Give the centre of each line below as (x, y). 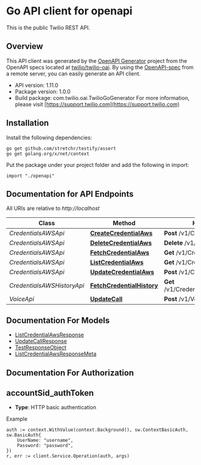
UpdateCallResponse (41, 341)
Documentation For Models (58, 320)
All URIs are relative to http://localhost (53, 208)
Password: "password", (45, 446)
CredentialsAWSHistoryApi (47, 285)
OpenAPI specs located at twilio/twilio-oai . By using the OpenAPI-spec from (100, 67)
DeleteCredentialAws (121, 243)
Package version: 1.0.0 (42, 92)
